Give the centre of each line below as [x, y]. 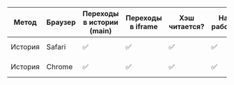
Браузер [61, 22]
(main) [101, 31]
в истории [101, 22]
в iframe [144, 27]
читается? [187, 27]
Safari [56, 47]
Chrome [60, 67]
